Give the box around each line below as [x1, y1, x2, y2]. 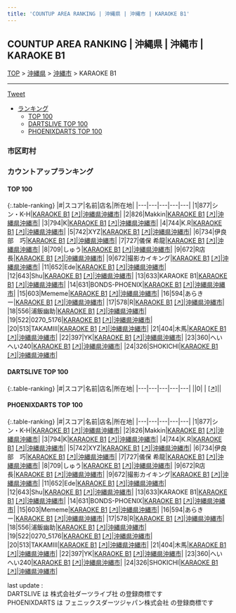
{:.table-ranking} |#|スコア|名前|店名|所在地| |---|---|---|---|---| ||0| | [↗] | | [7, 384, 222, 392]
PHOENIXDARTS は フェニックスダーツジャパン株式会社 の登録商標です [7, 598, 214, 607]
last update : [7, 581, 44, 589]
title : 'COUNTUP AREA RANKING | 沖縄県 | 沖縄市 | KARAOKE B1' [7, 10, 190, 18]
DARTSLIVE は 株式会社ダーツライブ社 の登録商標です [7, 589, 163, 597]
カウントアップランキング [7, 167, 93, 177]
